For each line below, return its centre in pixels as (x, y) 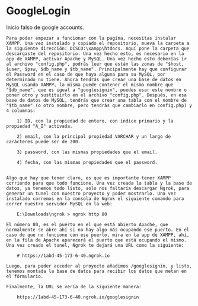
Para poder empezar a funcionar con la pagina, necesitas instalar (91, 38)
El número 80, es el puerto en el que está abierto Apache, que (87, 224)
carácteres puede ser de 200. (44, 141)
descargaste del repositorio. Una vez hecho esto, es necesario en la (95, 54)
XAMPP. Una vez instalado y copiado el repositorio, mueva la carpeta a (98, 43)
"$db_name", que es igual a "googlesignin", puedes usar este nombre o (96, 90)
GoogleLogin (39, 11)
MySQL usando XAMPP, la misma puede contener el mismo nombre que (90, 85)
